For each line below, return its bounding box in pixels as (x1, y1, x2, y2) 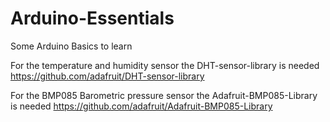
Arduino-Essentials (10, 7, 175, 30)
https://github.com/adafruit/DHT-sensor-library (10, 70, 205, 82)
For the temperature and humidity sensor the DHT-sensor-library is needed (10, 59, 320, 71)
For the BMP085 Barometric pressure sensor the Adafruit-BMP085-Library (10, 89, 318, 101)
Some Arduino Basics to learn (10, 40, 133, 52)
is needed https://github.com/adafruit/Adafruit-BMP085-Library (10, 100, 273, 112)
